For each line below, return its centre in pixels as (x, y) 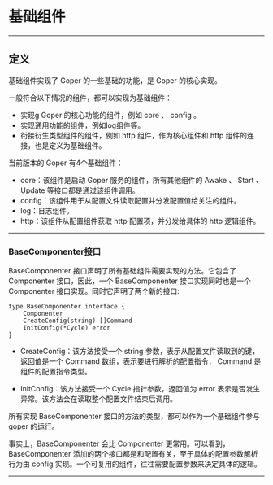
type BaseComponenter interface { (67, 307)
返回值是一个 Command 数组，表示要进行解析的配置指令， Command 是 (141, 361)
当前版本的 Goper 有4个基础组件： (66, 163)
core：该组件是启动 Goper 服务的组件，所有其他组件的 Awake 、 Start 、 (141, 180)
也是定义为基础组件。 (70, 145)
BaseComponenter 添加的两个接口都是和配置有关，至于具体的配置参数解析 (133, 454)
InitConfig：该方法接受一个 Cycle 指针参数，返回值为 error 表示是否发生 (140, 389)
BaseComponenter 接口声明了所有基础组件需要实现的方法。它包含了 (123, 271)
